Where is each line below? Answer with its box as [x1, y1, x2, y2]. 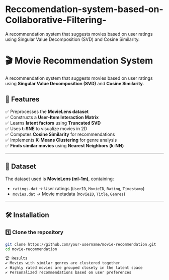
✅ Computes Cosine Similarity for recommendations [5, 131, 115, 137]
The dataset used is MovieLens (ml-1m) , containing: [5, 176, 114, 182]
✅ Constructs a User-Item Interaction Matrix [5, 114, 99, 120]
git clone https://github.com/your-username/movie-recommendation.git [5, 242, 156, 247]
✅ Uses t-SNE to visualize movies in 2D [5, 125, 88, 132]
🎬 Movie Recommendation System [5, 55, 153, 67]
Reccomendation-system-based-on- [5, 4, 163, 15]
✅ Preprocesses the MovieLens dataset [5, 108, 89, 115]
